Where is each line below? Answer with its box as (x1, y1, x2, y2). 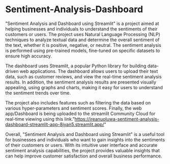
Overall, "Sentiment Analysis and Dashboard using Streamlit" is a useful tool (5, 131, 164, 137)
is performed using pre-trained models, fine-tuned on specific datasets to (5, 47, 160, 53)
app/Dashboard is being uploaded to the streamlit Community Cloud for (5, 111, 156, 117)
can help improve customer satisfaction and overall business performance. (5, 153, 162, 159)
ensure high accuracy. (5, 52, 52, 59)
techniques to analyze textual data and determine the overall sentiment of (5, 37, 160, 43)
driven (5, 68, 19, 74)
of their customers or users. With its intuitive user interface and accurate (5, 142, 158, 148)
